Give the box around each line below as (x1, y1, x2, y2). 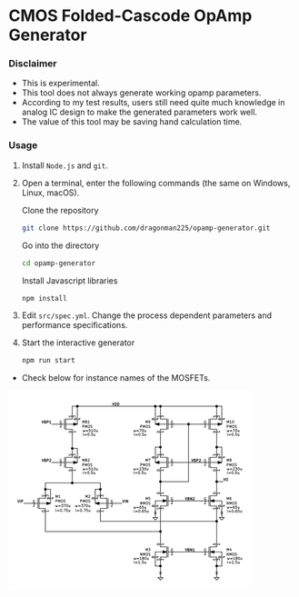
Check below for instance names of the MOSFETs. (21, 373, 211, 383)
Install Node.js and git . (21, 160, 108, 171)
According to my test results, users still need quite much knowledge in (21, 97, 285, 108)
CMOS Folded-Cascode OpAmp (8, 5, 253, 26)
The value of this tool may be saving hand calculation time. (21, 116, 243, 127)
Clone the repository (21, 204, 99, 215)
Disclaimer (8, 57, 57, 70)
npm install (21, 294, 67, 303)
